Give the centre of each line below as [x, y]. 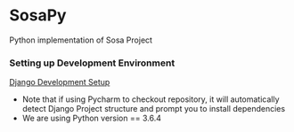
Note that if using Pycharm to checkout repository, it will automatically [151, 99]
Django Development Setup [60, 82]
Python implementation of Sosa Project [81, 40]
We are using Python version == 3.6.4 [92, 118]
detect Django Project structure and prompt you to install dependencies [154, 109]
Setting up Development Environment [92, 63]
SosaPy [38, 16]
